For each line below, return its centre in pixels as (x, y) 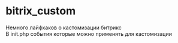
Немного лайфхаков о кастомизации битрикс (64, 27)
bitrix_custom (41, 11)
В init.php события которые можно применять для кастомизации (89, 33)
